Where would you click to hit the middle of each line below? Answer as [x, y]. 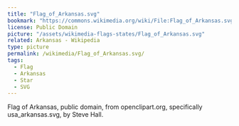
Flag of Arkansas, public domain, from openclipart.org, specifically [105, 107]
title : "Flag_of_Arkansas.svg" [54, 14]
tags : [15, 61]
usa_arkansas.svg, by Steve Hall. [55, 115]
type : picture [28, 47]
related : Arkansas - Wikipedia [54, 41]
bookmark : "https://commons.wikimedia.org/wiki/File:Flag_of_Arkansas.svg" [122, 21]
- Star [23, 80]
